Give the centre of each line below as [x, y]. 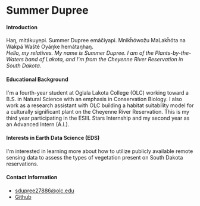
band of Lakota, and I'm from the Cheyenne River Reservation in [104, 60]
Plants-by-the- [173, 53]
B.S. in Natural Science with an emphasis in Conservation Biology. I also [94, 99]
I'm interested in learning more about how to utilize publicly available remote [100, 151]
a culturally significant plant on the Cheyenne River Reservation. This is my [98, 111]
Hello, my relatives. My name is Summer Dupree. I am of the [80, 53]
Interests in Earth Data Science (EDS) [53, 138]
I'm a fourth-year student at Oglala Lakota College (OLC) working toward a [98, 92]
